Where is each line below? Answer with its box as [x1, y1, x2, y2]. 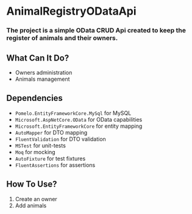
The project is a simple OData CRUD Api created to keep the [6, 26, 186, 35]
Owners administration [15, 68, 73, 76]
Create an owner [15, 195, 58, 202]
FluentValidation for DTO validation [15, 135, 107, 142]
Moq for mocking [15, 148, 56, 155]
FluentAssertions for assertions [15, 161, 96, 169]
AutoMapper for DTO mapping [15, 128, 88, 136]
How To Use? [6, 179, 57, 190]
